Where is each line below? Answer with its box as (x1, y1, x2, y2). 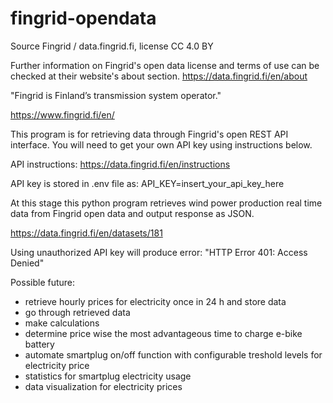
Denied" (10, 257, 45, 269)
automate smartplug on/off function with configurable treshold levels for (24, 348, 323, 361)
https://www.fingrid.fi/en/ (10, 108, 115, 121)
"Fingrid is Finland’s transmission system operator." (10, 89, 222, 101)
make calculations (24, 317, 100, 329)
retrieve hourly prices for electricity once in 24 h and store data (24, 295, 287, 307)
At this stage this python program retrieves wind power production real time (10, 197, 323, 209)
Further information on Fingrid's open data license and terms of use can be (10, 59, 320, 71)
